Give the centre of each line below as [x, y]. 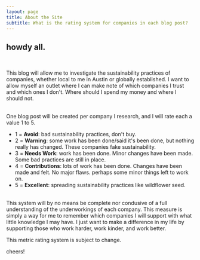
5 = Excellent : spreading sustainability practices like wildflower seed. [100, 185]
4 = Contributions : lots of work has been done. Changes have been [99, 166]
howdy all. [26, 47]
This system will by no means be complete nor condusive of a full [87, 203]
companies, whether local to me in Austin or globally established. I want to [98, 79]
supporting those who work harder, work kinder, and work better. [86, 228]
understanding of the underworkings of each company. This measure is [94, 209]
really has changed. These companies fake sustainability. [85, 147]
